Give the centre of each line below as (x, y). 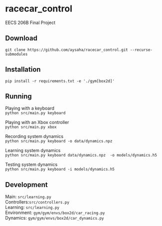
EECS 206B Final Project (30, 22)
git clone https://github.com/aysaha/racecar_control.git (67, 50)
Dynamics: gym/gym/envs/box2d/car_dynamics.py (55, 218)
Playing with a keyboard (30, 108)
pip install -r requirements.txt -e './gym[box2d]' (60, 81)
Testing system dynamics (31, 164)
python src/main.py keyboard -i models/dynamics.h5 (60, 169)
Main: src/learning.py (28, 197)
